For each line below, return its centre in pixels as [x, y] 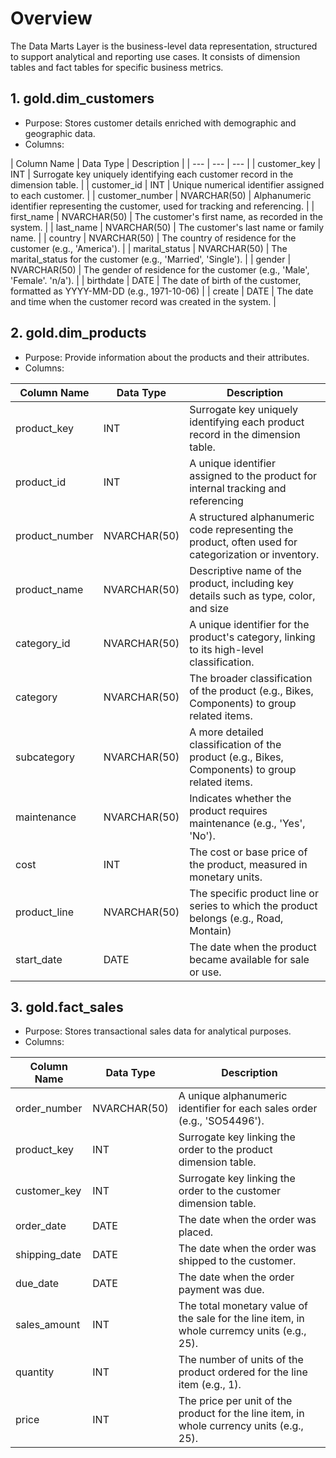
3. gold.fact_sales [67, 1007]
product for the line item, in [241, 1414]
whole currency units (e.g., [241, 1426]
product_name [49, 589]
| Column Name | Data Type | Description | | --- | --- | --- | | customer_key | [166, 163]
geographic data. [60, 133]
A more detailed [226, 732]
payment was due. [221, 1290]
